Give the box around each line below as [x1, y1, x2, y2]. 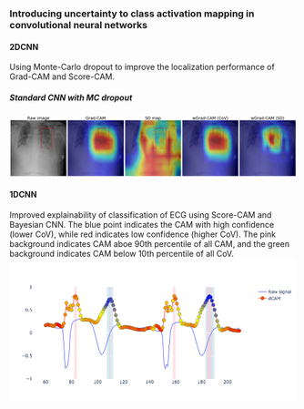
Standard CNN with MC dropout [9, 92, 133, 103]
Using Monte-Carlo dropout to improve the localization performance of [9, 62, 275, 73]
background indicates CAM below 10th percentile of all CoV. [9, 249, 234, 260]
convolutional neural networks [9, 18, 148, 31]
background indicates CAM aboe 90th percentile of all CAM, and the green [9, 239, 290, 250]
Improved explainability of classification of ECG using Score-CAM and [9, 210, 272, 220]
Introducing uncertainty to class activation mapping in [9, 7, 255, 20]
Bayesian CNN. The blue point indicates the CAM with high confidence [9, 220, 275, 230]
